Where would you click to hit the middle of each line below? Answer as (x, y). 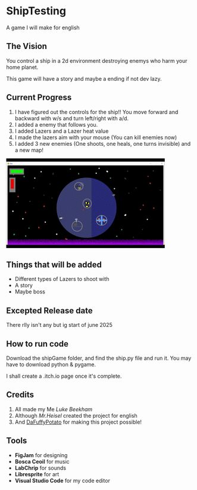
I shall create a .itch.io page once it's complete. (64, 376)
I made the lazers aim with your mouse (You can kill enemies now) (96, 137)
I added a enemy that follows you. (56, 124)
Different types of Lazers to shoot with (62, 279)
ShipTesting (36, 11)
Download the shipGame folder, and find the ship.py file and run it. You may (99, 358)
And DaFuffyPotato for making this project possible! (78, 422)
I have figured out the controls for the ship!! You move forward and (96, 112)
